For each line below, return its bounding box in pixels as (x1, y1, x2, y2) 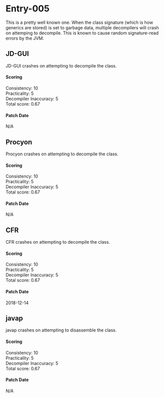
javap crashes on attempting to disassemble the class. (5, 327, 117, 333)
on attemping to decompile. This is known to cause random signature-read (5, 30, 159, 36)
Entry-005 (5, 3, 50, 14)
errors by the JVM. (5, 35, 44, 41)
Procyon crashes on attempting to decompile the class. (5, 151, 119, 157)
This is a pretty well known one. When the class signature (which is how (5, 19, 154, 25)
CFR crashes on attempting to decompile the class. (5, 239, 110, 245)
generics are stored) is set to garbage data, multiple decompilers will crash (5, 24, 160, 30)
